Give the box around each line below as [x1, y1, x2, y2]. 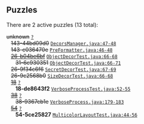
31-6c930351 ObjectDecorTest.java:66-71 [15, 59, 121, 66]
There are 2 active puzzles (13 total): [6, 21, 99, 28]
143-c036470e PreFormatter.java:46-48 [10, 46, 113, 53]
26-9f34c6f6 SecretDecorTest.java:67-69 [10, 65, 117, 73]
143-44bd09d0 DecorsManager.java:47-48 [10, 39, 117, 46]
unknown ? [6, 33, 34, 40]
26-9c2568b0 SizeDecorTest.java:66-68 [10, 71, 113, 79]
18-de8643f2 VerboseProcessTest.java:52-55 [15, 85, 131, 92]
